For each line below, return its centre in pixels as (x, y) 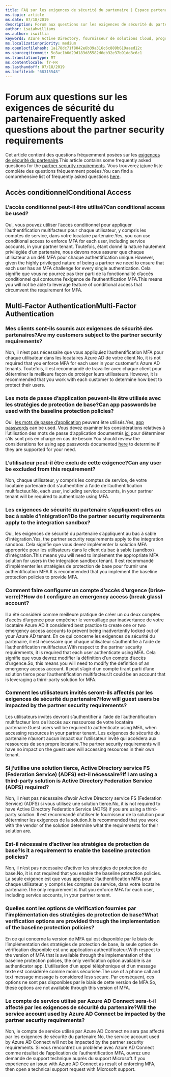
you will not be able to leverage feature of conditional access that (74, 284)
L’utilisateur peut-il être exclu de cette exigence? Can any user (83, 462)
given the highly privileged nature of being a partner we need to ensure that (85, 263)
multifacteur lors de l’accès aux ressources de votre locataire (69, 722)
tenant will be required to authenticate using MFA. (57, 496)
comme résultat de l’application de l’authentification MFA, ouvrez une (78, 1053)
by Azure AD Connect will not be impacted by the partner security (74, 1042)
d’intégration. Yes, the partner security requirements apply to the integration (84, 539)
